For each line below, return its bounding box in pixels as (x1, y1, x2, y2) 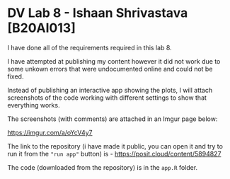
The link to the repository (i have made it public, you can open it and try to (7, 142, 223, 150)
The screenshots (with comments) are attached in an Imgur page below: (7, 115, 218, 123)
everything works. (7, 100, 60, 109)
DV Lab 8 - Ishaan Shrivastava (7, 5, 188, 21)
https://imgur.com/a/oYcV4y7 (7, 128, 93, 137)
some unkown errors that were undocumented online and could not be (7, 64, 213, 73)
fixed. (7, 72, 24, 81)
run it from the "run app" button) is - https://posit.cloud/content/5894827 (7, 149, 222, 158)
